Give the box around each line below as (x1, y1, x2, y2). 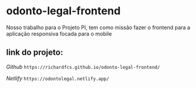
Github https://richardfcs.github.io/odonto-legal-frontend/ (6, 63, 160, 70)
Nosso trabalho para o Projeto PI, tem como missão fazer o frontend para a (6, 24, 191, 31)
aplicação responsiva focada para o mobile (6, 30, 112, 37)
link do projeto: (6, 48, 64, 58)
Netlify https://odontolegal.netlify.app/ (6, 74, 110, 81)
